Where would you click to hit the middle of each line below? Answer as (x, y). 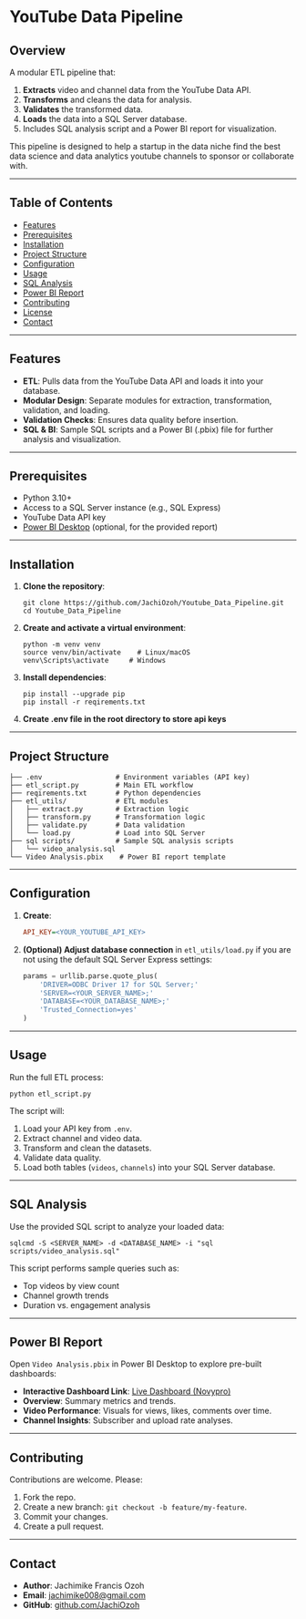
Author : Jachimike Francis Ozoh (83, 1586)
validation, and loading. (66, 410)
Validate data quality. (62, 1157)
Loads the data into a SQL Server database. (105, 119)
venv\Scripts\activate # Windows (94, 661)
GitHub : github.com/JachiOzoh (81, 1605)
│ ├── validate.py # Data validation (97, 825)
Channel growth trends (66, 1295)
